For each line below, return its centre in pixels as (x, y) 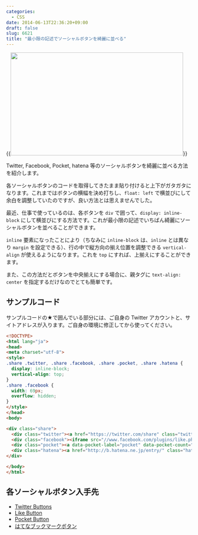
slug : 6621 (19, 34)
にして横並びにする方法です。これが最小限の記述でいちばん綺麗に (100, 220)
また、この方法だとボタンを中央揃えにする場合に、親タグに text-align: (94, 275)
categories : (21, 11)
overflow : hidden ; (34, 396)
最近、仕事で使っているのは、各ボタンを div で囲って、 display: (84, 213)
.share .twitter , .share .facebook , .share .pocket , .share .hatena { (95, 363)
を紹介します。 (24, 173)
